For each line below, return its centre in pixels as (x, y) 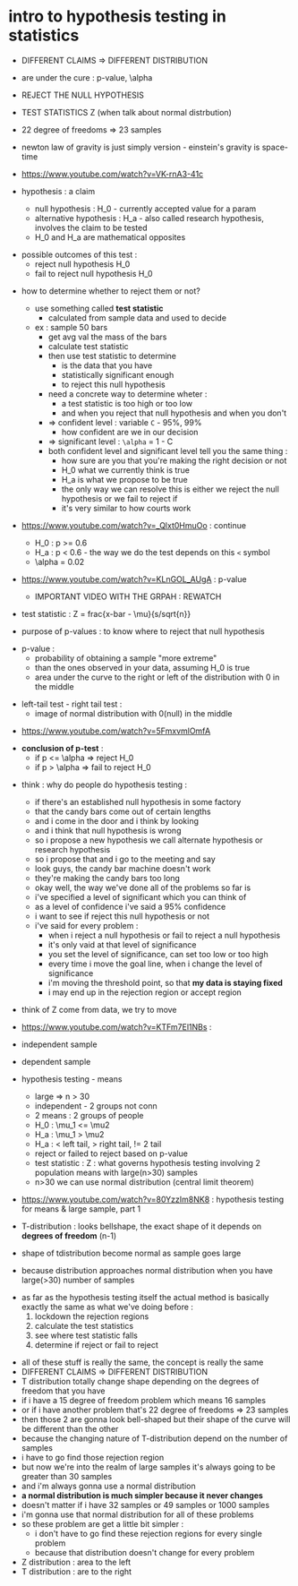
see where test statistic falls (86, 1335)
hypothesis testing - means (72, 1079)
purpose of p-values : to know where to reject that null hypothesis (143, 631)
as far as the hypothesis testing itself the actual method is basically (145, 1297)
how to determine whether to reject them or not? (111, 291)
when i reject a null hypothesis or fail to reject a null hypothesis (164, 935)
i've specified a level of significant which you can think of (140, 896)
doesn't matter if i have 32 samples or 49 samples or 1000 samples (145, 1505)
